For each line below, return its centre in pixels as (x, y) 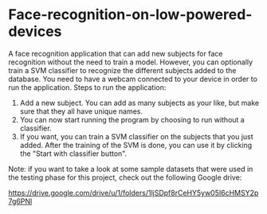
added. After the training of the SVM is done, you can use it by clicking (136, 145)
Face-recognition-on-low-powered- (130, 15)
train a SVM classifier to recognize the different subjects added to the (122, 70)
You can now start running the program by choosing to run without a (132, 119)
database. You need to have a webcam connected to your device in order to (133, 79)
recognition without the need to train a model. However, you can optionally (131, 62)
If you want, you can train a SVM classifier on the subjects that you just (136, 136)
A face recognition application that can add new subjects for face (116, 53)
